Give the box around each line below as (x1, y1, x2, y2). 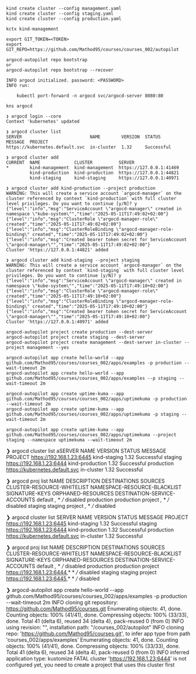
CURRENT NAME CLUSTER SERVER (6, 160, 135, 166)
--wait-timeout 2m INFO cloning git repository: (6, 599, 118, 606)
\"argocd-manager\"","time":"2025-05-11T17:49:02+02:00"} (6, 242, 150, 248)
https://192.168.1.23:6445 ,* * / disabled (6, 575, 100, 582)
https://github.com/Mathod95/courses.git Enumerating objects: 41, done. (6, 605, 183, 612)
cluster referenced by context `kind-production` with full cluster (6, 196, 177, 201)
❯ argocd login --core (6, 113, 61, 119)
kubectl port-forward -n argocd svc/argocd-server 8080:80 (16, 93, 164, 99)
